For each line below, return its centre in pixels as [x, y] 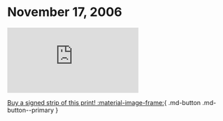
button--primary [31, 110]
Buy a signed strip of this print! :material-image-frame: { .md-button [104, 102]
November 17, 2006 [65, 12]
